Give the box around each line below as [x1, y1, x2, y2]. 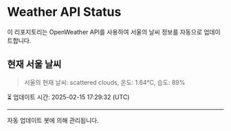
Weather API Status [7, 4, 122, 20]
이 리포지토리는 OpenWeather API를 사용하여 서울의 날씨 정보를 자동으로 [7, 28, 203, 36]
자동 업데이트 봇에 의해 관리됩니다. [7, 116, 99, 124]
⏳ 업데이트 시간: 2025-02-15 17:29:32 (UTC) [7, 92, 130, 101]
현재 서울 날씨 [7, 59, 62, 70]
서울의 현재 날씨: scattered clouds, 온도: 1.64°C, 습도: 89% [23, 78, 186, 86]
